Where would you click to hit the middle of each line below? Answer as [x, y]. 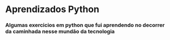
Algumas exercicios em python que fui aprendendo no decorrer [85, 25]
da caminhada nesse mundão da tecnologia [60, 31]
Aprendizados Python [52, 9]
